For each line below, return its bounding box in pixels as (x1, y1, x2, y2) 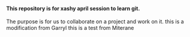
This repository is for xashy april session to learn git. (6, 5, 140, 12)
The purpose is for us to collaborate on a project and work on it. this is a (6, 18, 184, 25)
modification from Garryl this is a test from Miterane (6, 24, 134, 32)
